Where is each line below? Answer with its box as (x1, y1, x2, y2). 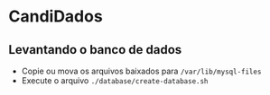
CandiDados (8, 6, 103, 27)
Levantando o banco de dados (8, 42, 182, 57)
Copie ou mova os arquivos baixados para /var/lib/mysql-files (21, 65, 262, 76)
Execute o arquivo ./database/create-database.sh (21, 75, 209, 86)
